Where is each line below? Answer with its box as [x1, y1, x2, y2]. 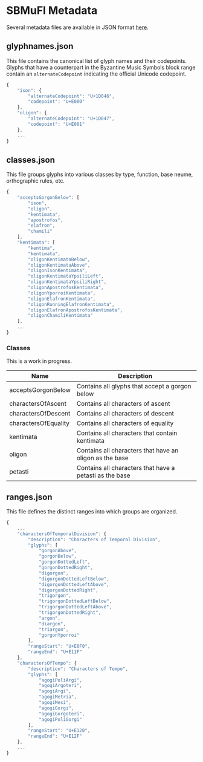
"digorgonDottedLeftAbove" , [38, 581, 110, 587]
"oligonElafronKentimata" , [28, 296, 96, 302]
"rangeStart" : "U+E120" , [28, 728, 91, 734]
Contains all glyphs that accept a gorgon [76, 382, 192, 391]
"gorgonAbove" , [38, 548, 77, 554]
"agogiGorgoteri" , [38, 711, 85, 717]
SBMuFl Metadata [6, 4, 98, 18]
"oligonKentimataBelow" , [28, 256, 91, 262]
